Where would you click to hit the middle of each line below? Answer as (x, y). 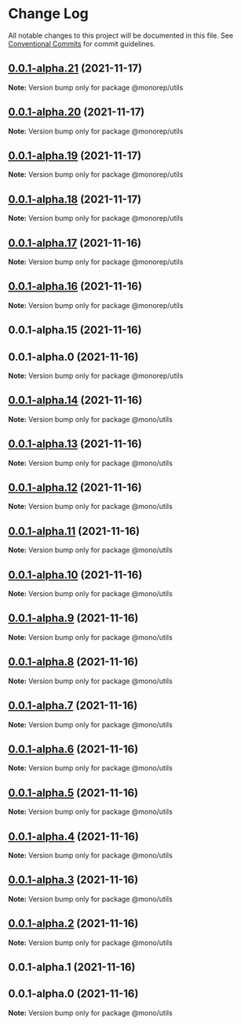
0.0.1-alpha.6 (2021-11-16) (73, 749)
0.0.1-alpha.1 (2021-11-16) (72, 967)
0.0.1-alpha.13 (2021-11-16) (75, 444)
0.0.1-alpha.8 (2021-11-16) (73, 662)
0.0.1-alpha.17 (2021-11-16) (75, 243)
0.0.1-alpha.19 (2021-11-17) (75, 155)
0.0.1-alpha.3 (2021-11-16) (73, 880)
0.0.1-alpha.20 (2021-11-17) (77, 112)
